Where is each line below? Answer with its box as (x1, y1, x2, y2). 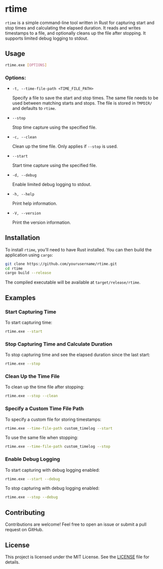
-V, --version (12, 211, 41, 216)
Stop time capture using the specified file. (12, 124, 97, 130)
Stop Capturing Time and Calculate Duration (5, 340, 113, 347)
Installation (5, 234, 40, 242)
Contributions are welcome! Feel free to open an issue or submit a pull (5, 521, 147, 527)
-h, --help (12, 191, 35, 197)
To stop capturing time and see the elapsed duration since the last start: (5, 352, 150, 358)
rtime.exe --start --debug (5, 476, 60, 482)
